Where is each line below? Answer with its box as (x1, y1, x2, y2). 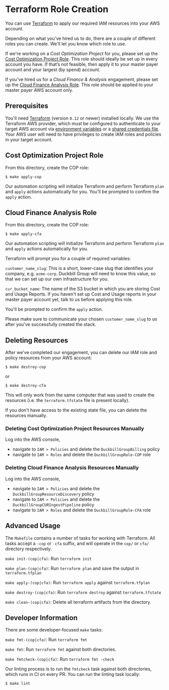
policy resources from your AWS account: (5, 355, 92, 361)
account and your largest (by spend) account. (5, 67, 101, 73)
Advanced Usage (5, 522, 61, 530)
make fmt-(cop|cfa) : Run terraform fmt (5, 637, 87, 643)
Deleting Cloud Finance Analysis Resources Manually (5, 464, 139, 471)
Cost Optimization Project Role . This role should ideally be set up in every (5, 55, 158, 62)
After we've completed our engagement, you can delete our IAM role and (5, 350, 157, 356)
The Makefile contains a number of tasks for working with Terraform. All (5, 535, 155, 541)
